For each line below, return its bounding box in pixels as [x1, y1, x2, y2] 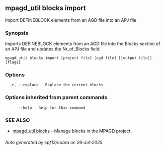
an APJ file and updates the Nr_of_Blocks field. [5, 46, 101, 52]
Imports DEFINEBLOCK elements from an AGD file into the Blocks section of [5, 41, 161, 47]
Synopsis [5, 29, 28, 36]
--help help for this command [18, 105, 85, 110]
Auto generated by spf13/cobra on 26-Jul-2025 [5, 139, 103, 145]
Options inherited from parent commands [5, 94, 108, 101]
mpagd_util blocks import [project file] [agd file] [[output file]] [5, 55, 153, 61]
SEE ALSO [5, 116, 30, 123]
